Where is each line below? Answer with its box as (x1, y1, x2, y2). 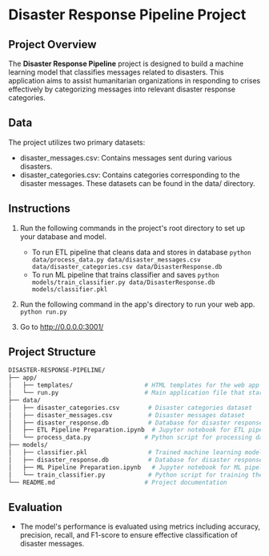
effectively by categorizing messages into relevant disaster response (8, 84, 236, 94)
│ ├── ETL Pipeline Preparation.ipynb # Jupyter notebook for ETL (8, 426, 246, 434)
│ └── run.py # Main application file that (8, 389, 246, 397)
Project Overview (8, 38, 97, 51)
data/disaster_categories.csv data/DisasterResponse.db (31, 262, 223, 270)
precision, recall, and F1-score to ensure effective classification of (19, 530, 238, 540)
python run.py (19, 307, 67, 316)
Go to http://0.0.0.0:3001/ (19, 322, 104, 331)
